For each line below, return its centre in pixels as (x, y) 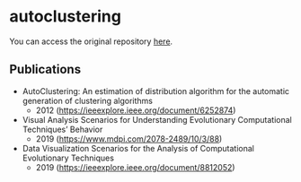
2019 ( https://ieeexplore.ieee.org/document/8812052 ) (135, 167)
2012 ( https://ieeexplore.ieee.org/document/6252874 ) (136, 110)
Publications (45, 69)
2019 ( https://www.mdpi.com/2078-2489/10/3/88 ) (129, 139)
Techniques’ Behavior (62, 129)
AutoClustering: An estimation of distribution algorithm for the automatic (156, 91)
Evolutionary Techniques (68, 158)
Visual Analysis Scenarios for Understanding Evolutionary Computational (157, 119)
